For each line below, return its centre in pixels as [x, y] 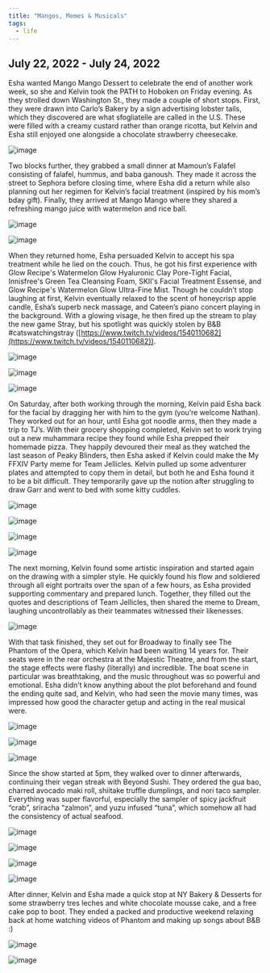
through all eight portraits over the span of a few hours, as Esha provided [130, 585]
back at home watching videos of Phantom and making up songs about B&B [134, 921]
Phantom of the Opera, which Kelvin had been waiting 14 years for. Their [129, 651]
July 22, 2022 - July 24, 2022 [84, 63]
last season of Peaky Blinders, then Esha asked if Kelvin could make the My [134, 455]
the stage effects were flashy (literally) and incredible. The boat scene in [129, 668]
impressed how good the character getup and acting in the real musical [127, 702]
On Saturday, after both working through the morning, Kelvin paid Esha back [135, 404]
